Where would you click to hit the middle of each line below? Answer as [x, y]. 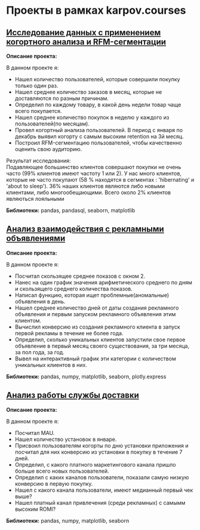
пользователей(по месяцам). [52, 124]
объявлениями [36, 239]
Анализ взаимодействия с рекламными [85, 229]
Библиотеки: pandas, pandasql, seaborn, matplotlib [71, 210]
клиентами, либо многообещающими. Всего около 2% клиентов [89, 192]
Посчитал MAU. [35, 433]
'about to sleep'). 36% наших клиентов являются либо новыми [86, 186]
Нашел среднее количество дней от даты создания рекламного [97, 308]
